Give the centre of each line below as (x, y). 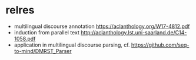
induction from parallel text (47, 32)
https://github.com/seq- (160, 45)
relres (20, 10)
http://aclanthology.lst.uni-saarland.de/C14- (134, 32)
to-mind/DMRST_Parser (43, 51)
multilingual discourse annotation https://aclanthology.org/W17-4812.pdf (102, 26)
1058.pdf (25, 38)
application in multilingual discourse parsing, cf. (72, 45)
